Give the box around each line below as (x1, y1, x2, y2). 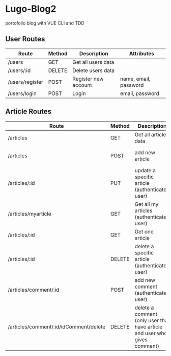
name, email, (120, 75, 151, 82)
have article (134, 323, 163, 330)
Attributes (129, 50, 154, 57)
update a (134, 167, 156, 174)
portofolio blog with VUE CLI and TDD (5, 20, 85, 26)
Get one (134, 228, 154, 235)
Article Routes (5, 107, 52, 116)
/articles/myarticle (8, 210, 52, 217)
